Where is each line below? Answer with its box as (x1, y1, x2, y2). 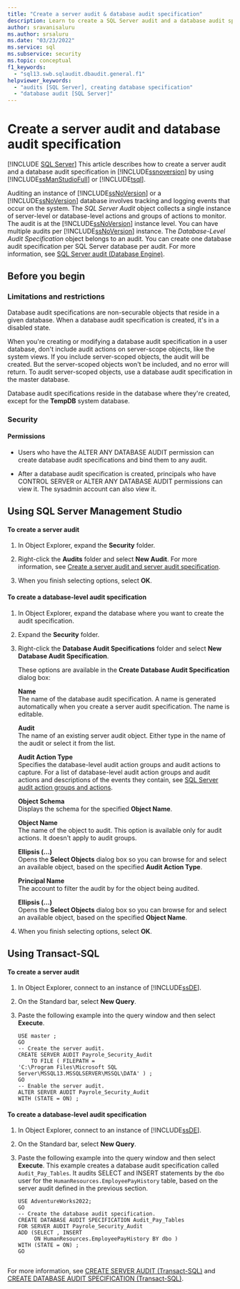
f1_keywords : (7, 64, 46, 71)
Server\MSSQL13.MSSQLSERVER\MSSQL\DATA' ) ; (17, 1070, 153, 1077)
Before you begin (7, 270, 86, 282)
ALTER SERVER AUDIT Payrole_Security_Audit (17, 1089, 150, 1096)
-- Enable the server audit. (17, 1082, 105, 1090)
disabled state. (7, 323, 51, 332)
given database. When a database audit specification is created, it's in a (7, 315, 219, 324)
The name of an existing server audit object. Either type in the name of (17, 731, 226, 740)
